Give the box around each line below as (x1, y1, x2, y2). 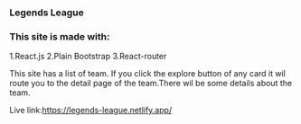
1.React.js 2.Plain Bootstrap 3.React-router (9, 51, 167, 62)
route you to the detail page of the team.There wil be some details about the (9, 78, 292, 89)
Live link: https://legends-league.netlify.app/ (9, 105, 173, 116)
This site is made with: (9, 30, 110, 42)
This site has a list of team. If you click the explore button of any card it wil (9, 68, 287, 79)
